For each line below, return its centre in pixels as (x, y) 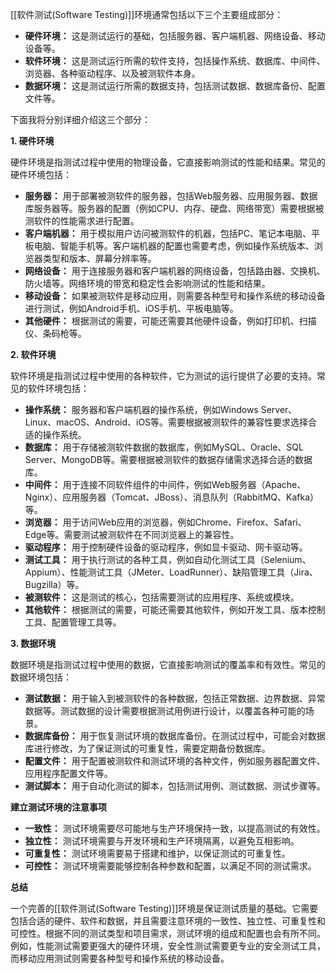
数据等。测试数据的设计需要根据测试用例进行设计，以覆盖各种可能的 (165, 711)
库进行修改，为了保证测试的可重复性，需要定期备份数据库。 (147, 748)
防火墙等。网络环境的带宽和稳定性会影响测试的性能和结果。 (147, 283)
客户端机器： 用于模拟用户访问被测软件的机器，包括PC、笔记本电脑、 (168, 233)
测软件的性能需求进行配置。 (82, 221)
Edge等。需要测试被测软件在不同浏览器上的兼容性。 (132, 534)
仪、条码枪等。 (55, 333)
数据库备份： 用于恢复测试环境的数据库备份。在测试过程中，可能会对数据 (175, 736)
